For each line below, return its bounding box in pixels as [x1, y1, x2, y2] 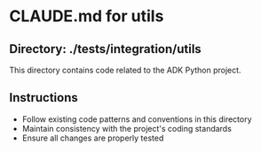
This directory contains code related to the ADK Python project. [9, 65, 241, 75]
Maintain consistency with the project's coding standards [21, 123, 233, 133]
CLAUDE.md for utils [9, 6, 164, 27]
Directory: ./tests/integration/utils [9, 42, 202, 57]
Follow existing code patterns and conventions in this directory [21, 113, 252, 125]
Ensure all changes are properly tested [21, 133, 164, 143]
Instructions [9, 90, 78, 105]
